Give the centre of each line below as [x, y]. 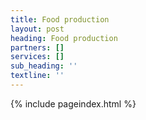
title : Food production [60, 19]
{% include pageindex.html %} [73, 103]
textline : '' [37, 76]
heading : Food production [64, 38]
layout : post [37, 29]
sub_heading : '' [44, 66]
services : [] [37, 57]
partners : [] [37, 47]
